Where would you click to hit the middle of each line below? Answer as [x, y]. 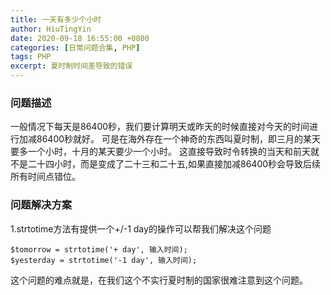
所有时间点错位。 [45, 177]
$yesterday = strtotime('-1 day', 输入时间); [104, 260]
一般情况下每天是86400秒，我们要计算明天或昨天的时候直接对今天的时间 [160, 127]
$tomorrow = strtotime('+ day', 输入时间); [99, 249]
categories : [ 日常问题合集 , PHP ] [75, 47]
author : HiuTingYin [51, 29]
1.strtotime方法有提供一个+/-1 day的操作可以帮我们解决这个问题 [141, 228]
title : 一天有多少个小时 [56, 19]
